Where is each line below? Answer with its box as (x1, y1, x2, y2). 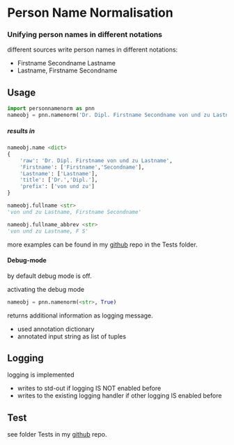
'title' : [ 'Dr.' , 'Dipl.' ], (19, 176, 98, 184)
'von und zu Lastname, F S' (7, 228, 89, 235)
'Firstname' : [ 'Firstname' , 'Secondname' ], (19, 164, 145, 171)
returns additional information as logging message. (7, 311, 153, 320)
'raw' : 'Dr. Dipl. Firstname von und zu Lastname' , (19, 157, 173, 164)
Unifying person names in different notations (7, 30, 162, 40)
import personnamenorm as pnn (7, 105, 95, 112)
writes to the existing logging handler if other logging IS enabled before (17, 391, 222, 400)
